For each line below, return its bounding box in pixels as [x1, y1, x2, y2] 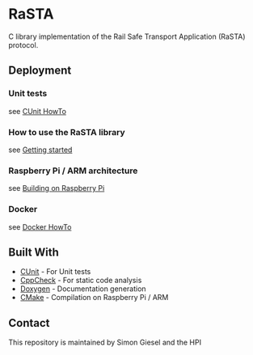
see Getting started [8, 145, 73, 154]
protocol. [8, 40, 39, 49]
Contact [8, 316, 50, 330]
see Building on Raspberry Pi [8, 184, 105, 193]
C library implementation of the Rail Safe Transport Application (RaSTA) [8, 32, 246, 41]
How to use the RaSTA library [8, 126, 125, 137]
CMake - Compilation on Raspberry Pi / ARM [19, 293, 169, 302]
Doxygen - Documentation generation [19, 284, 147, 294]
